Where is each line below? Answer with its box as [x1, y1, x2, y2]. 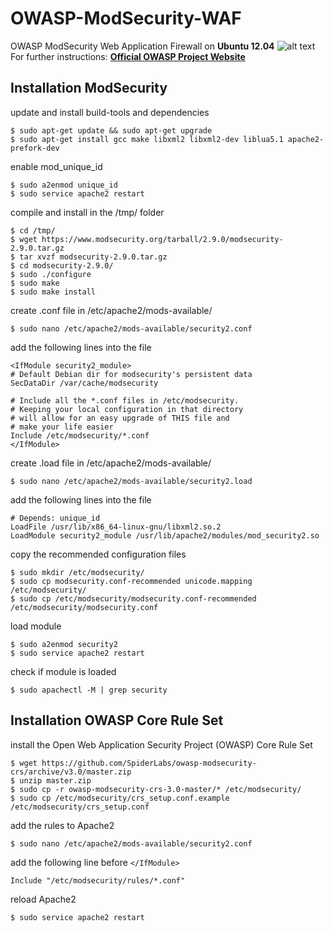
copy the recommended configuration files [10, 548, 187, 560]
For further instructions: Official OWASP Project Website [10, 50, 246, 62]
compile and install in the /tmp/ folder [10, 206, 165, 218]
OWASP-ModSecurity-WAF [10, 7, 242, 30]
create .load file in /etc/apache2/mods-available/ [10, 457, 212, 469]
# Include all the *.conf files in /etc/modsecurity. [10, 395, 240, 406]
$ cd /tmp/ [10, 225, 56, 236]
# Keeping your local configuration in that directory [10, 404, 244, 414]
